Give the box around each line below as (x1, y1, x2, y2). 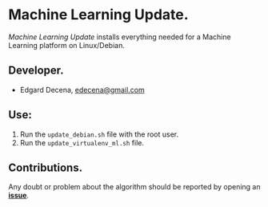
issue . (8, 190, 30, 201)
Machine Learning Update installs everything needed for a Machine (8, 32, 231, 42)
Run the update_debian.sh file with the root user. (19, 129, 179, 139)
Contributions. (8, 161, 82, 174)
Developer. (8, 64, 64, 78)
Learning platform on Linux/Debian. (8, 40, 126, 50)
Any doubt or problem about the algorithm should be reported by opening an (8, 182, 261, 192)
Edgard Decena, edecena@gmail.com (19, 85, 146, 94)
